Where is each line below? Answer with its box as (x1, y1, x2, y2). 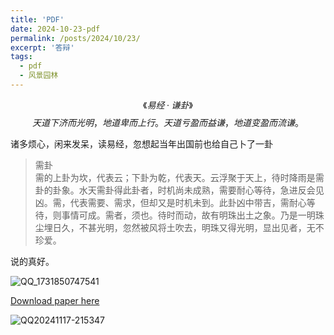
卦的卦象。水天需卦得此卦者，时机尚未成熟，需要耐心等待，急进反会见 (34, 184, 325, 196)
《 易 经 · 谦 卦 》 (143, 99, 193, 111)
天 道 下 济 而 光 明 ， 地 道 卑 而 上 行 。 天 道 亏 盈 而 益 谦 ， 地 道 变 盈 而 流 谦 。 (32, 116, 304, 128)
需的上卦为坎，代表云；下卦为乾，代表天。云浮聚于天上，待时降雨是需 (34, 171, 325, 183)
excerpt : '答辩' (10, 42, 75, 53)
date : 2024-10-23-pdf (10, 24, 101, 34)
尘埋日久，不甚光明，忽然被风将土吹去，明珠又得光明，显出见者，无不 (34, 221, 325, 233)
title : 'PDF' (10, 14, 65, 25)
